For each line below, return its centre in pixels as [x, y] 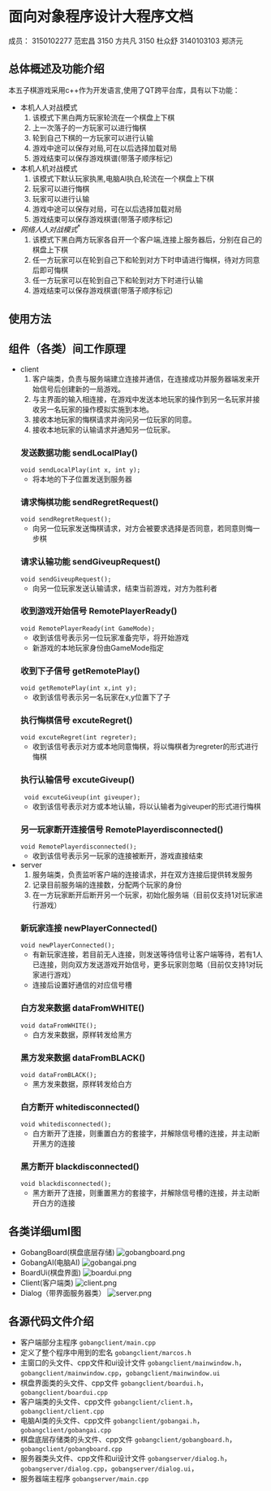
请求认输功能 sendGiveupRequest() [90, 562]
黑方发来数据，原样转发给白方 [82, 1083]
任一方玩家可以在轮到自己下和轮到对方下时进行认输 [118, 281]
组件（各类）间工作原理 [67, 349]
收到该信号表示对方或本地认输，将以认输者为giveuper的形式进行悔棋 [146, 806]
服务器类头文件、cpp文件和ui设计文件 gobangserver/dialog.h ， [125, 1458]
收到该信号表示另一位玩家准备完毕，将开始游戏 [110, 637]
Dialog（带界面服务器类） [63, 1293]
